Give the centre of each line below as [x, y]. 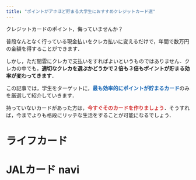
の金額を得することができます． [44, 49]
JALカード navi [43, 169]
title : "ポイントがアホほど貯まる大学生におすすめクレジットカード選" [81, 11]
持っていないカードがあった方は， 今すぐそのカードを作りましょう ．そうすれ [98, 108]
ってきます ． [41, 75]
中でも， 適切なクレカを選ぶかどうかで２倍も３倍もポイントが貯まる [103, 68]
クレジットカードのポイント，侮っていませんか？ [65, 29]
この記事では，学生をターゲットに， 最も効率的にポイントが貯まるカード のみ [98, 88]
